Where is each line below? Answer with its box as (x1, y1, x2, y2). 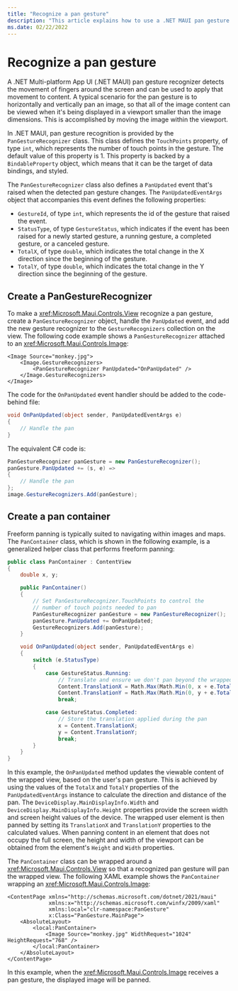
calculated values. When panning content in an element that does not (7, 828, 210, 837)
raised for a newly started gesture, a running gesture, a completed (17, 232, 212, 241)
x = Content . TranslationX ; (57, 722, 138, 729)
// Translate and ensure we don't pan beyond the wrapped (57, 676, 233, 684)
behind (7, 398, 28, 407)
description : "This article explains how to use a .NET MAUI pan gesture (7, 17, 230, 24)
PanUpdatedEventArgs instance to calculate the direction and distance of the (7, 791, 227, 799)
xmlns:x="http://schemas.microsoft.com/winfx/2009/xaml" (48, 899, 220, 907)
